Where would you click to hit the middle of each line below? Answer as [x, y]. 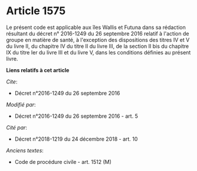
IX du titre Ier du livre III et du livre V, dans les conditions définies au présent [98, 52]
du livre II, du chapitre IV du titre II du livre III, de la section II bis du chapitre [98, 46]
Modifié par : [21, 104]
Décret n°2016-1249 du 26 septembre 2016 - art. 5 [76, 116]
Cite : [12, 82]
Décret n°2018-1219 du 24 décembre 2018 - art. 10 [76, 139]
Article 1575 [36, 11]
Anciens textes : [25, 150]
